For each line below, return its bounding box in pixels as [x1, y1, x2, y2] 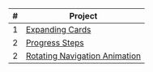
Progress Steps [25, 37, 84, 48]
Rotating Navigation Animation [25, 50, 142, 61]
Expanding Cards [25, 24, 91, 35]
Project [69, 11, 98, 21]
